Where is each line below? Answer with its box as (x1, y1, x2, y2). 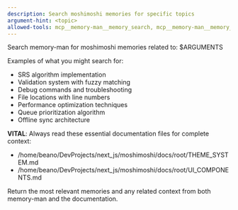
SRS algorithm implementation (17, 70, 106, 79)
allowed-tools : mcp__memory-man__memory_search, (7, 23, 154, 31)
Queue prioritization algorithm (17, 108, 106, 117)
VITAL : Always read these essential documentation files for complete (7, 129, 210, 138)
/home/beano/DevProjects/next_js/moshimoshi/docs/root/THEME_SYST (17, 150, 229, 160)
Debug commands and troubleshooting (17, 86, 132, 94)
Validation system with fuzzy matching (17, 78, 131, 87)
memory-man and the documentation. (7, 194, 118, 203)
